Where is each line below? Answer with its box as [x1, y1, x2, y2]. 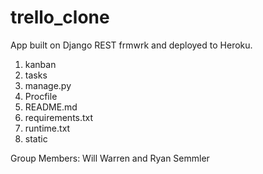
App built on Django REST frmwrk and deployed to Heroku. [10, 39, 253, 51]
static [24, 132, 48, 145]
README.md [24, 101, 78, 113]
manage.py [24, 79, 72, 91]
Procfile [24, 90, 58, 102]
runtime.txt [24, 122, 71, 134]
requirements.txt [24, 111, 94, 123]
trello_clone [10, 6, 110, 29]
